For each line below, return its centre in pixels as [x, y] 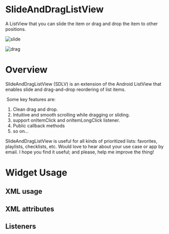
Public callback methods [39, 125]
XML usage [24, 192]
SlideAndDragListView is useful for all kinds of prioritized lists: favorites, [81, 141]
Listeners [21, 227]
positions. [16, 29]
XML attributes [30, 209]
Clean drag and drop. [35, 109]
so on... [21, 131]
